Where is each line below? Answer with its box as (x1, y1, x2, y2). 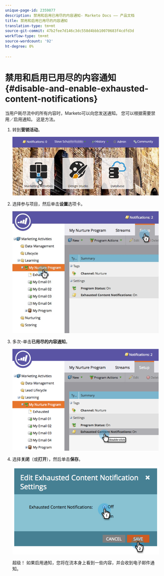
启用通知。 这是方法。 (13, 116, 58, 122)
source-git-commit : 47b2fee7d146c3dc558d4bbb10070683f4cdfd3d (5, 28, 134, 34)
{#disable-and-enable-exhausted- (5, 83, 149, 94)
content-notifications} (5, 93, 98, 105)
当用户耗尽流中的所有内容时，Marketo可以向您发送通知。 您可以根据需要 (5, 110, 151, 116)
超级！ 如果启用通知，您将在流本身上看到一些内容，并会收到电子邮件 (12, 560, 150, 566)
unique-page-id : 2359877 (5, 8, 56, 13)
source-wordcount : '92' (5, 39, 54, 44)
